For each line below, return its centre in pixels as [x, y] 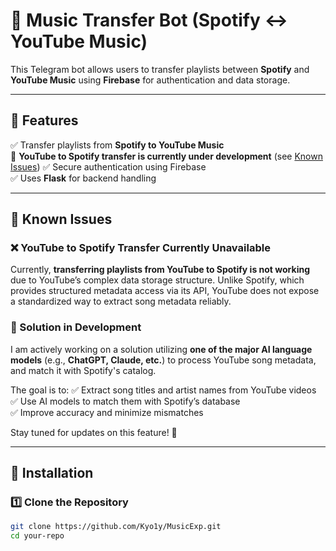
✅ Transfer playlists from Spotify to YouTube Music [117, 145]
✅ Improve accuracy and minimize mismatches [107, 412]
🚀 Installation [52, 473]
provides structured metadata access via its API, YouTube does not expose [165, 291]
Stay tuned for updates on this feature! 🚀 [94, 432]
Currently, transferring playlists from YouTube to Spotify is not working [160, 270]
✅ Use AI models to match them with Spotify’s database [125, 401]
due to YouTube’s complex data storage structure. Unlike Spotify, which [157, 280]
